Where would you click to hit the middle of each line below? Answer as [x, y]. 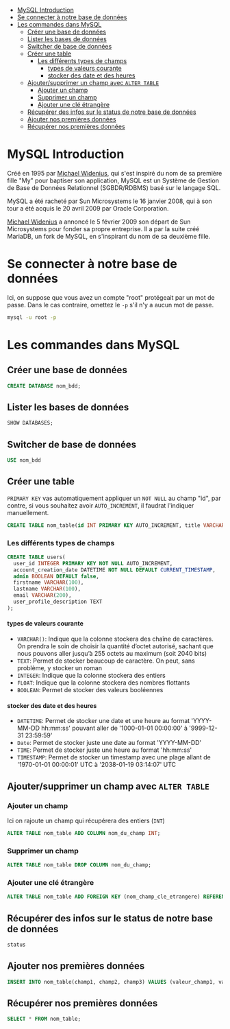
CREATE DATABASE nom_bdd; [44, 386]
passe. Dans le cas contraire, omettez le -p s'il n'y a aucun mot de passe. [111, 305]
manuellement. [28, 512]
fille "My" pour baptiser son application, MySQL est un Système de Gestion [113, 180]
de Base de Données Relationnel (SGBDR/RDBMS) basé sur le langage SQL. [114, 187]
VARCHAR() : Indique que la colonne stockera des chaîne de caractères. [115, 639]
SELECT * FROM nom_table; [44, 1019]
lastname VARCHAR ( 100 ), [47, 589]
